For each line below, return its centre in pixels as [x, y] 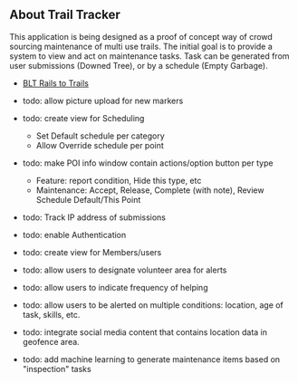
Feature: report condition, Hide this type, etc [119, 180]
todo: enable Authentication [74, 235]
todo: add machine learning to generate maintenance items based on [151, 359]
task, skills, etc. [51, 314]
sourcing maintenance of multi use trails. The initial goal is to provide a [141, 46]
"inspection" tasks [57, 369]
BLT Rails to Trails [55, 83]
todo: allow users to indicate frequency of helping [115, 287]
